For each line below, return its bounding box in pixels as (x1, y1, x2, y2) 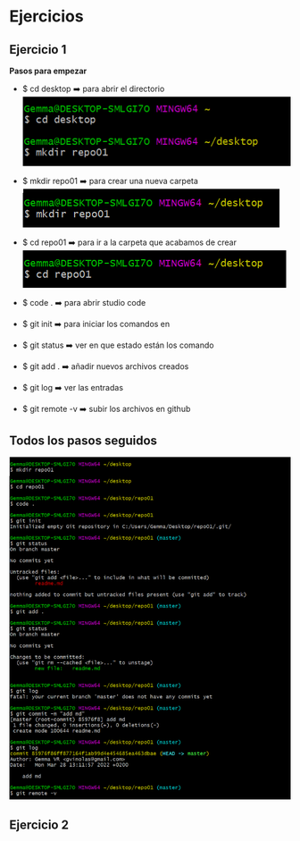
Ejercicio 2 (9, 817, 70, 832)
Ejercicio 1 (9, 42, 67, 57)
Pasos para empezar (9, 65, 87, 76)
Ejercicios (9, 6, 84, 27)
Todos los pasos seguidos (9, 433, 158, 448)
